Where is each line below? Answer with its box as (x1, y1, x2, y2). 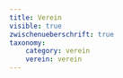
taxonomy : (9, 38, 47, 48)
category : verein (25, 47, 91, 56)
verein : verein (25, 55, 83, 64)
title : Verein (9, 13, 63, 22)
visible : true (9, 22, 63, 30)
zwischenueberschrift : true (9, 30, 115, 39)
